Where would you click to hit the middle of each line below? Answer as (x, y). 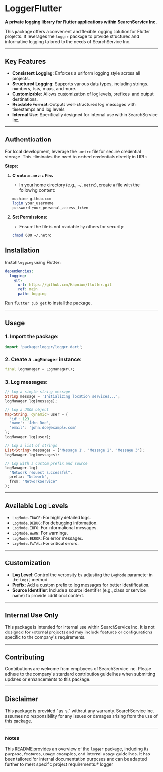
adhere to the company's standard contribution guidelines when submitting (80, 674)
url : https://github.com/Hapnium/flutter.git (65, 285)
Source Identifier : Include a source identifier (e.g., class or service (79, 590)
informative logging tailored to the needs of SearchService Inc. (68, 41)
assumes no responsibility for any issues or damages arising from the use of (81, 716)
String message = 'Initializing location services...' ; (63, 397)
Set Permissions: (30, 217)
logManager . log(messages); (32, 455)
